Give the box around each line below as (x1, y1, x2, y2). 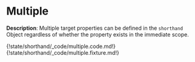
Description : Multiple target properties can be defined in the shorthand (6, 24, 183, 32)
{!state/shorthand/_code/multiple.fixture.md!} (6, 49, 119, 56)
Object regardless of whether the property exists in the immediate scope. (6, 30, 189, 38)
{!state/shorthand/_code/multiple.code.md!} (6, 43, 116, 50)
